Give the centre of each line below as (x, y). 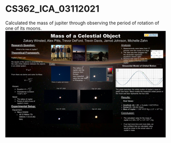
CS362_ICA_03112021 (52, 9)
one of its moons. (24, 28)
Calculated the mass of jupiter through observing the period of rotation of (82, 23)
